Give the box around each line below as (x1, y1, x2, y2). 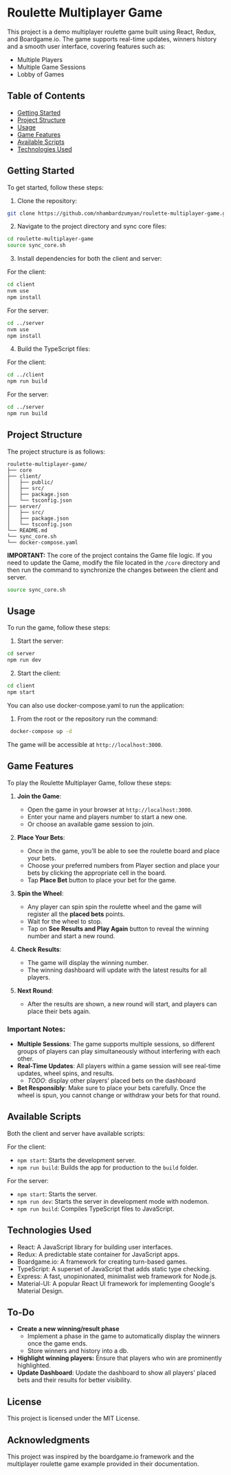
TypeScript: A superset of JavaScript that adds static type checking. (16, 1264, 211, 1273)
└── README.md (7, 527, 48, 534)
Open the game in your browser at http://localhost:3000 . (27, 805, 192, 814)
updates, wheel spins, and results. (16, 1069, 115, 1077)
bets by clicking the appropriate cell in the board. (27, 869, 167, 877)
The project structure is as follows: (7, 447, 105, 456)
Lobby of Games (16, 70, 65, 78)
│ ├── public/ (7, 478, 54, 486)
